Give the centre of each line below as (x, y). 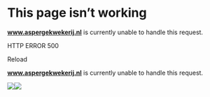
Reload (17, 59)
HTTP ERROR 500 (33, 45)
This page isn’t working (77, 13)
